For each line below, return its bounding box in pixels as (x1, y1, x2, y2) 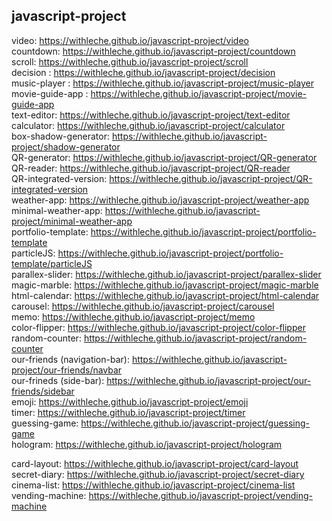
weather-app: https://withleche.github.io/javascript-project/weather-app (11, 194, 310, 206)
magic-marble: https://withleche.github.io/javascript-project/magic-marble (11, 279, 319, 291)
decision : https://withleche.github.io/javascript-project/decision (11, 66, 276, 78)
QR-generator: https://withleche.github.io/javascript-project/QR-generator (11, 151, 318, 163)
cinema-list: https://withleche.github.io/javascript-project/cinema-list (11, 479, 296, 491)
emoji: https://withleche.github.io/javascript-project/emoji (11, 395, 249, 408)
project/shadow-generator (11, 140, 121, 153)
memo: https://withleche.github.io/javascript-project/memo (11, 310, 256, 323)
